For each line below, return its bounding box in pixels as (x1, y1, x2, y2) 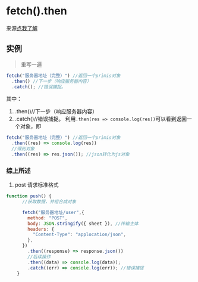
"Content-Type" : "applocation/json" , (32, 231, 127, 238)
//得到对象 (11, 146, 35, 152)
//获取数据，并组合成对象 (21, 199, 77, 205)
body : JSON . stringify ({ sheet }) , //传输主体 (27, 221, 139, 227)
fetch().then (6, 4, 67, 18)
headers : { (27, 226, 55, 232)
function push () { (6, 193, 52, 199)
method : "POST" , (27, 215, 68, 221)
